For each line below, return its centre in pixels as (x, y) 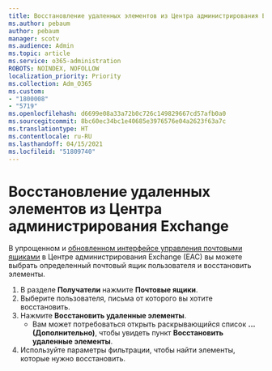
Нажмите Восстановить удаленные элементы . (103, 316)
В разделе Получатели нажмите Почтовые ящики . (109, 290)
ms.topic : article (39, 53)
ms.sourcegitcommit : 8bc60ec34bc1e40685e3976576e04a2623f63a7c (117, 122)
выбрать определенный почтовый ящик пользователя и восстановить (130, 266)
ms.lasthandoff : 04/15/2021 (56, 144)
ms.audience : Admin (41, 46)
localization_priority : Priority (65, 76)
